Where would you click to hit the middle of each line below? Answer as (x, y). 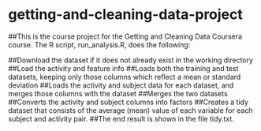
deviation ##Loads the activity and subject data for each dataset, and (121, 85)
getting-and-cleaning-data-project (125, 15)
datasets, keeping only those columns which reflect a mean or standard (125, 77)
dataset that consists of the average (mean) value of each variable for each (130, 110)
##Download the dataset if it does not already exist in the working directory (131, 60)
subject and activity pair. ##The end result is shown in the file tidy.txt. (121, 118)
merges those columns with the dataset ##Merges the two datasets (118, 93)
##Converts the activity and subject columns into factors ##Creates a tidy (129, 102)
